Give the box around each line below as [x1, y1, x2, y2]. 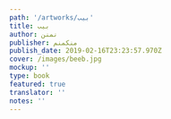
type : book [9, 72, 50, 81]
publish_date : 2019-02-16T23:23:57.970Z [9, 47, 163, 55]
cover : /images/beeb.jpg [9, 55, 102, 64]
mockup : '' [9, 64, 50, 72]
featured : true [9, 80, 66, 89]
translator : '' [9, 88, 66, 97]
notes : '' [9, 96, 47, 106]
